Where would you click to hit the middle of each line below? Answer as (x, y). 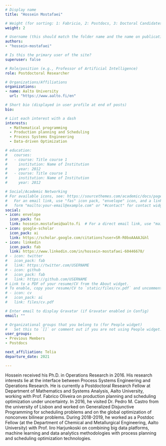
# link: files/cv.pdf (30, 302)
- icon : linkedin (23, 242)
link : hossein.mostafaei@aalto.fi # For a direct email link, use (81, 224)
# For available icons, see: (35, 196)
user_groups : (19, 334)
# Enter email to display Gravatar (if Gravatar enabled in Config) (77, 311)
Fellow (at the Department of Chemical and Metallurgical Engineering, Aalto (82, 422)
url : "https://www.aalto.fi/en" (43, 96)
